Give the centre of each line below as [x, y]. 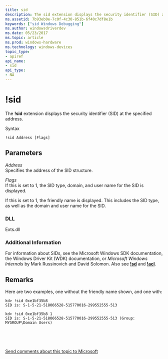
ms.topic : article [24, 38]
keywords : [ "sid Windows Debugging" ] [44, 24]
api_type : [15, 70]
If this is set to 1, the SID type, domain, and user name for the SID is [74, 185]
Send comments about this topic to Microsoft [52, 351]
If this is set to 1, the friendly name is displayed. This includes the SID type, [82, 200]
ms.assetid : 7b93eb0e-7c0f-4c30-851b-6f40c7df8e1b [59, 19]
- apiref [14, 56]
